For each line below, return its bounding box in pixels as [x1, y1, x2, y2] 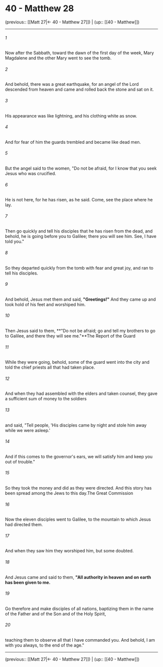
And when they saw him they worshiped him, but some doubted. [5, 548, 134, 554]
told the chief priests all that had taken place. [5, 364, 96, 371]
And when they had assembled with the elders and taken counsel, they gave [5, 391, 158, 396]
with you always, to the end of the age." [5, 642, 84, 648]
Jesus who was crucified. [5, 170, 57, 176]
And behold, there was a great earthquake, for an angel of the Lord [5, 81, 139, 87]
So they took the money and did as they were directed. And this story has [5, 485, 152, 490]
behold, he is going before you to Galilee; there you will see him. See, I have [5, 234, 157, 239]
